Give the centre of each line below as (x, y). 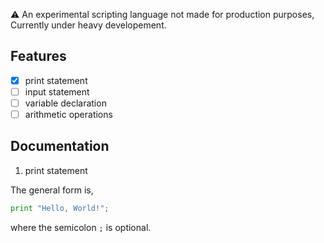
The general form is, (52, 190)
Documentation (60, 146)
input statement (57, 91)
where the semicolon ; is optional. (81, 227)
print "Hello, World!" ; (60, 208)
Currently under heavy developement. (88, 25)
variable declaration (65, 103)
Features (38, 56)
